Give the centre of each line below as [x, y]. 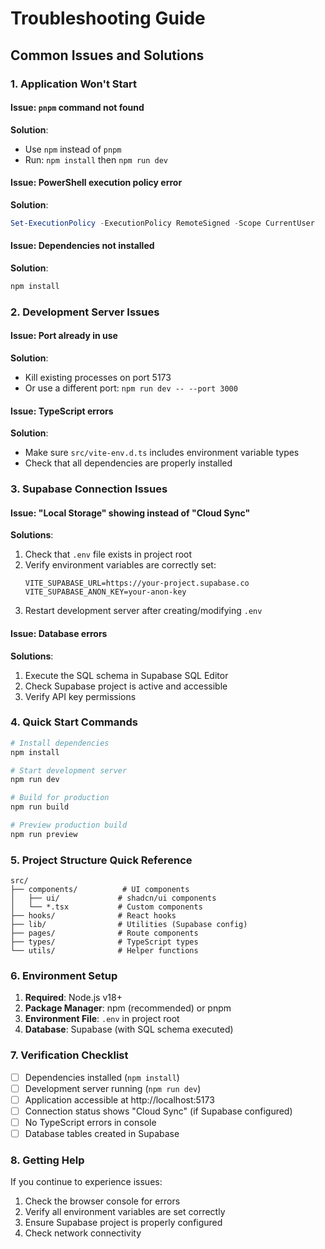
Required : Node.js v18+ [73, 998]
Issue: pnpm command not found [77, 108]
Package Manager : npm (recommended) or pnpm [128, 1008]
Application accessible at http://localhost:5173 [119, 1099]
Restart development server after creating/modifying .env [143, 611]
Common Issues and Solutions [107, 55]
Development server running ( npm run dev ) [113, 1088]
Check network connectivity [83, 1233]
